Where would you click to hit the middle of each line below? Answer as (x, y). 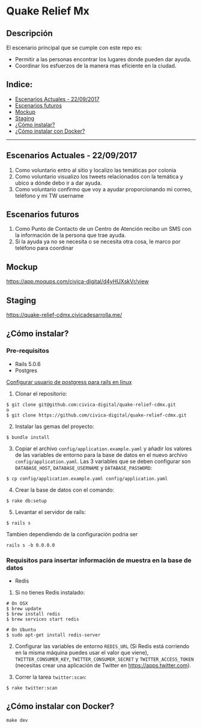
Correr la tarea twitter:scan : (51, 677)
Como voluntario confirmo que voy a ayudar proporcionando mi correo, (103, 189)
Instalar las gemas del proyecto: (54, 426)
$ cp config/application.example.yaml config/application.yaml (87, 479)
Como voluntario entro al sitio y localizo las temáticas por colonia (95, 170)
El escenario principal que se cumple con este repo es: (74, 47)
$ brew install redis (33, 614)
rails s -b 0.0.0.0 (31, 545)
